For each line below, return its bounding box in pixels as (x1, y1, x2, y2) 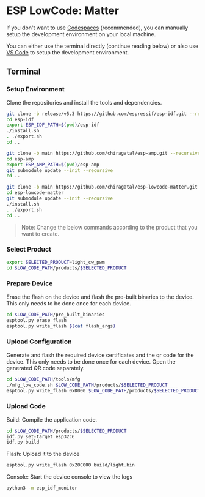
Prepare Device (6, 279, 53, 288)
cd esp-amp (6, 155, 34, 162)
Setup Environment (6, 85, 65, 94)
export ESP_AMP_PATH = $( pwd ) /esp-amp (6, 162, 99, 168)
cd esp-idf (6, 116, 34, 122)
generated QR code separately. (6, 364, 85, 372)
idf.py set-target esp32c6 (6, 433, 75, 439)
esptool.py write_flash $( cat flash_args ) (6, 323, 116, 329)
